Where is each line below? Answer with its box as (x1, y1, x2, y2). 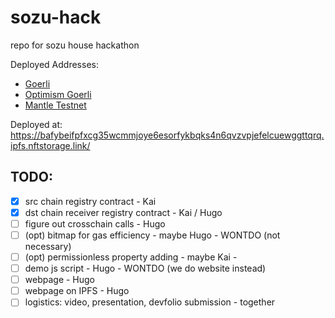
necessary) (24, 241, 72, 252)
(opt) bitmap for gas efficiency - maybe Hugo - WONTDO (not (24, 229, 281, 241)
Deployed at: (10, 118, 63, 130)
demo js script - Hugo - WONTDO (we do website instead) (24, 262, 267, 275)
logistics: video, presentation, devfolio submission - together (24, 296, 276, 308)
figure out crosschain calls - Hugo (24, 217, 166, 230)
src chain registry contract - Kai (24, 195, 157, 207)
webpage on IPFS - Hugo (24, 285, 130, 297)
